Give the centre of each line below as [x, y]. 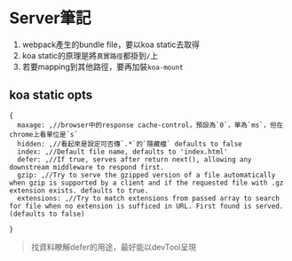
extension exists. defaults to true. [79, 190]
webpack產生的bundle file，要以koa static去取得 [110, 44]
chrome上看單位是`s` [43, 134]
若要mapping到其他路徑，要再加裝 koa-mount [103, 67]
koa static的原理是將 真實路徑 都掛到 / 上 [90, 55]
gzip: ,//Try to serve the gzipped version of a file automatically [146, 175]
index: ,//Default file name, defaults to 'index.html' [122, 152]
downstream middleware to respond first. [87, 167]
